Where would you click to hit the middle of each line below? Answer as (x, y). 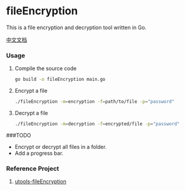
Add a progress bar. (39, 153)
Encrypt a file (31, 91)
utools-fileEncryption (40, 181)
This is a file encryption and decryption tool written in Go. (76, 27)
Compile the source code (46, 68)
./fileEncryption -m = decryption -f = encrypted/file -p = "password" (97, 124)
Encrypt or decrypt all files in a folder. (60, 146)
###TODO (19, 135)
